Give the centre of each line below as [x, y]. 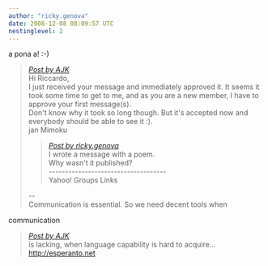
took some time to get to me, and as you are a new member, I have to [143, 96]
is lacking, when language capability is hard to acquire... [122, 245]
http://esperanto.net [62, 253]
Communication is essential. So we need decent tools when [128, 204]
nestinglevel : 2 [36, 31]
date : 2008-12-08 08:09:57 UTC [61, 24]
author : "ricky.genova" [49, 16]
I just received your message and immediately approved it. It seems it [144, 87]
